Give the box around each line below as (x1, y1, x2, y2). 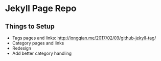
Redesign (12, 46, 32, 51)
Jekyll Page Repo (5, 3, 77, 14)
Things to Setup (5, 22, 55, 30)
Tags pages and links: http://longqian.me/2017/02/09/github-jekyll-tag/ (12, 35, 157, 41)
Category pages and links (12, 40, 65, 46)
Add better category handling (12, 50, 72, 56)
